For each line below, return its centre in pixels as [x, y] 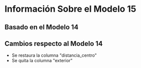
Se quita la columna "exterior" [42, 61]
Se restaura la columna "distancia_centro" [54, 55]
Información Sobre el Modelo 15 [70, 9]
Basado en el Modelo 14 [42, 27]
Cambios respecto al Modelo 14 [54, 43]
